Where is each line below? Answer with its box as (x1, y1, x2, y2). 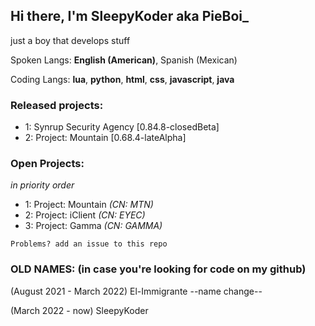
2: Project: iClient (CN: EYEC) (24, 209, 146, 221)
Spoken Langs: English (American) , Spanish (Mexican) (10, 54, 238, 66)
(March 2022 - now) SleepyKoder (10, 304, 149, 316)
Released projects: (10, 98, 104, 112)
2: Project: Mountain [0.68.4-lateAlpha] (24, 132, 187, 144)
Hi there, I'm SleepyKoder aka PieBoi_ (10, 8, 249, 25)
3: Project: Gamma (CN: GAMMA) (24, 220, 163, 232)
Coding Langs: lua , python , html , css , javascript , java (10, 73, 235, 85)
